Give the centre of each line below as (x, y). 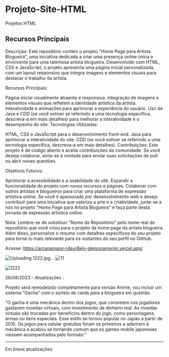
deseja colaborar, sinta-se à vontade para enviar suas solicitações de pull (81, 155)
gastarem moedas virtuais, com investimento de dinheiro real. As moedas (81, 308)
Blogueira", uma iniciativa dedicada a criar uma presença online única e (79, 56)
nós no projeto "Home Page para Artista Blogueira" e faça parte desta (77, 207)
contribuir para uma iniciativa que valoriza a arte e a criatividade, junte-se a (83, 202)
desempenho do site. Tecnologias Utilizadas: (52, 124)
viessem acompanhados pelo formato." (46, 334)
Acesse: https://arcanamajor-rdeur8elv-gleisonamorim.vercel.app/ (74, 248)
